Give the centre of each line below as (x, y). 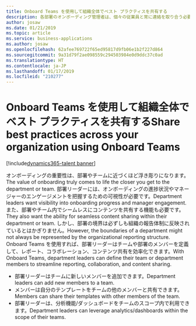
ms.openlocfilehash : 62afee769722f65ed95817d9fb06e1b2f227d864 (85, 50)
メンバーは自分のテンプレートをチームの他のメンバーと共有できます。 (98, 290)
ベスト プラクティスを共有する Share (93, 122)
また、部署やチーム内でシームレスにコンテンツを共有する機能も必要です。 (95, 210)
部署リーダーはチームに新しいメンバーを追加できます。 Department (95, 276)
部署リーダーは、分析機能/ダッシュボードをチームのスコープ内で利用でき (102, 303)
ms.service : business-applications (49, 39)
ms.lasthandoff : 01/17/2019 (40, 71)
